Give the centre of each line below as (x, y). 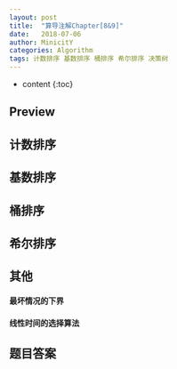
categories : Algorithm (51, 51)
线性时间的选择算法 (44, 323)
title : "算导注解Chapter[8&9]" (67, 26)
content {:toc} (48, 84)
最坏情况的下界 (36, 301)
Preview (32, 112)
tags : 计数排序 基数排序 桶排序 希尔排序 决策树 (89, 59)
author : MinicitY (41, 42)
